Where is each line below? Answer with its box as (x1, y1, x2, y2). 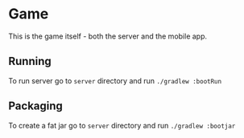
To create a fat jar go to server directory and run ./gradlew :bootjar (8, 120, 236, 130)
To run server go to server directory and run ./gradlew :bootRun (8, 75, 222, 85)
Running (8, 55, 52, 68)
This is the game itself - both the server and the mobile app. (8, 31, 208, 41)
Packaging (8, 99, 63, 113)
